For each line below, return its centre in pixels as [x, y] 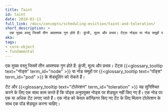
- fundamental [20, 51]
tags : [11, 42]
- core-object [20, 47]
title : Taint [19, 10]
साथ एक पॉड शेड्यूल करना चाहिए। [33, 104]
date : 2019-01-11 [23, 19]
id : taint [15, 14]
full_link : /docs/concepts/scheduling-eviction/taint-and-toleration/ [80, 24]
